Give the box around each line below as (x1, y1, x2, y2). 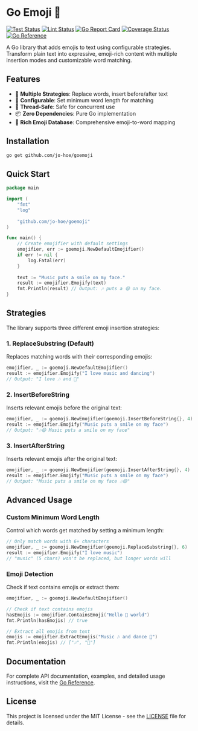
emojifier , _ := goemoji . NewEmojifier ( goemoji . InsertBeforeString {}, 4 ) (6, 416, 193, 422)
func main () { (6, 235, 42, 241)
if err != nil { (17, 252, 59, 258)
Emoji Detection (6, 569, 54, 578)
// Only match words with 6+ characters (6, 538, 110, 544)
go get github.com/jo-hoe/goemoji (6, 152, 94, 158)
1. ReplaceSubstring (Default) (6, 339, 95, 348)
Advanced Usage (6, 495, 72, 505)
